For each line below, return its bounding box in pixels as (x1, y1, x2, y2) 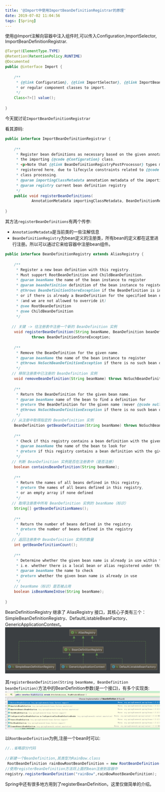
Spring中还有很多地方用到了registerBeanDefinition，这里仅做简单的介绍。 (5, 781, 154, 787)
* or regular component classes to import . (16, 85, 107, 90)
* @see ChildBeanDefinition (16, 309, 74, 314)
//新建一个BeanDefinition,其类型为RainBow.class (5, 756, 101, 761)
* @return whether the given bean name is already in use (16, 573, 137, 578)
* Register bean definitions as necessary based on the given (16, 152, 146, 157)
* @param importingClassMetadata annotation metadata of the (16, 178, 144, 183)
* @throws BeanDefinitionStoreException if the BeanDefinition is (16, 288, 155, 293)
